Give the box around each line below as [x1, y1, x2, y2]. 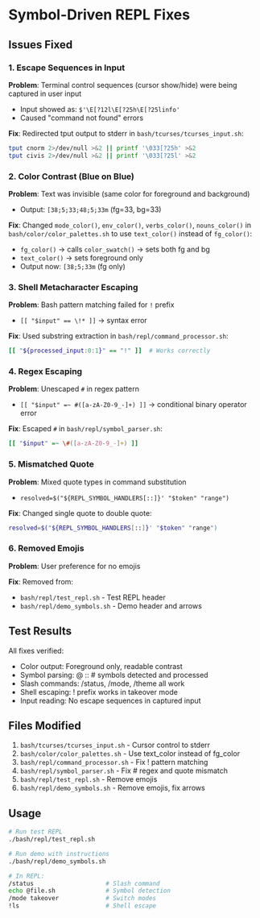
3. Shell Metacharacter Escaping [8, 281, 138, 293]
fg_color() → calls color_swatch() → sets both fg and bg [19, 244, 211, 254]
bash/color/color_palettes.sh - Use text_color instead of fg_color [19, 749, 240, 758]
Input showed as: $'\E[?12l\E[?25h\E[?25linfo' [19, 104, 180, 114]
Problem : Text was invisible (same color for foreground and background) [8, 189, 250, 198]
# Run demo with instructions [8, 849, 110, 858]
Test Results [8, 625, 72, 638]
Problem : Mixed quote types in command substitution [8, 477, 187, 487]
